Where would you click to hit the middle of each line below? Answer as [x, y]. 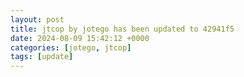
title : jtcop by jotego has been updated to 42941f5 [122, 29]
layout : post [37, 19]
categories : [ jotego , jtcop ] [71, 47]
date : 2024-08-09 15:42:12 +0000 [80, 38]
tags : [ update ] [42, 57]
